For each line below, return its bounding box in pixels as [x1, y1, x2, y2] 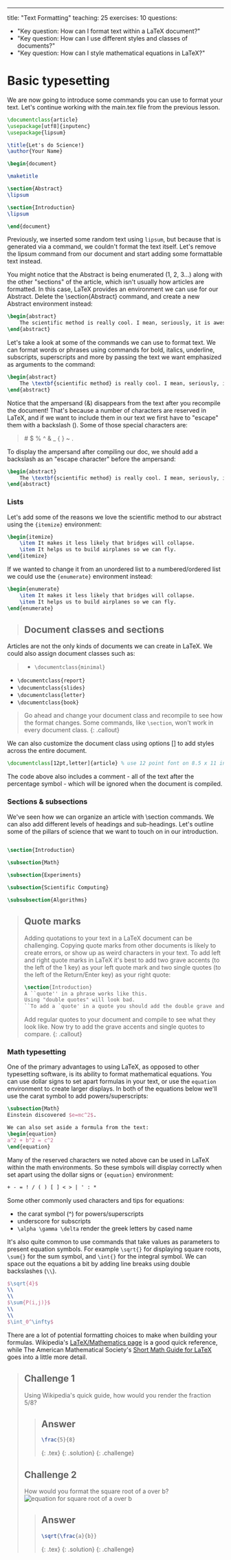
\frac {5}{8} [41, 1436, 76, 1444]
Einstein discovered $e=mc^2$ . [7, 1112, 97, 1119]
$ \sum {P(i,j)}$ [7, 1299, 51, 1306]
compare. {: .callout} [23, 1030, 82, 1038]
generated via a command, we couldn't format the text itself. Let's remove [7, 242, 217, 251]
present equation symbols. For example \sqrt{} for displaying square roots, [7, 1245, 222, 1253]
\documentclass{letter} [16, 692, 86, 699]
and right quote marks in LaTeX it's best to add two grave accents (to [23, 956, 220, 964]
